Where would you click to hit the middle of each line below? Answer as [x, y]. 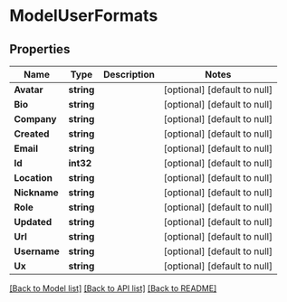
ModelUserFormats [84, 16]
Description [129, 75]
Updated [33, 222]
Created [32, 134]
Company [35, 119]
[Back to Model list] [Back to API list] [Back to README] [113, 288]
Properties [40, 49]
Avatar [29, 90]
